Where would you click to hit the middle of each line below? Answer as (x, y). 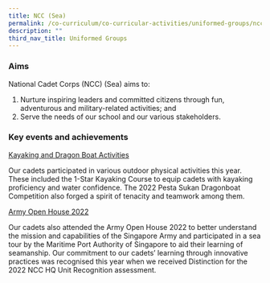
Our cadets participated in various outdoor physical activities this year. (125, 170)
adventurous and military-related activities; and (98, 108)
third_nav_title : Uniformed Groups (68, 38)
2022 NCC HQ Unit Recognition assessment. (82, 269)
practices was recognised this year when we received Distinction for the (128, 261)
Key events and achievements (68, 137)
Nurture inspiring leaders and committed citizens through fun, (122, 99)
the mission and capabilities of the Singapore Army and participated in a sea (135, 236)
